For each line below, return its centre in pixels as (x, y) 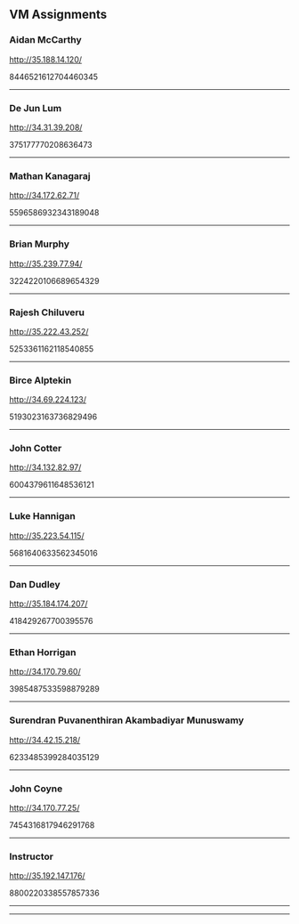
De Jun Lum (36, 108)
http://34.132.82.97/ (45, 467)
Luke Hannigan (42, 516)
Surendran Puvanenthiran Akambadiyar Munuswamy (127, 720)
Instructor (31, 856)
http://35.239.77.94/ (46, 263)
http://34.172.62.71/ (44, 196)
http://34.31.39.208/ (46, 127)
